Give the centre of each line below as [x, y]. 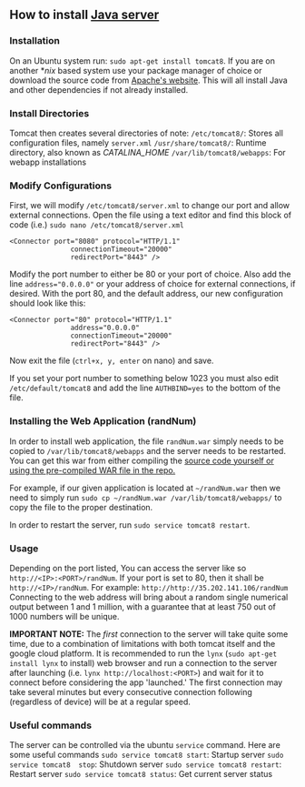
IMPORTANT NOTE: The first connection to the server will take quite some [149, 634]
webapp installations [48, 162]
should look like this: [48, 303]
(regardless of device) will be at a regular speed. [100, 701]
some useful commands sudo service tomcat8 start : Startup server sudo [147, 755]
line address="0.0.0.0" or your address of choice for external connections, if [152, 284]
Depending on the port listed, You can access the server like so [128, 568]
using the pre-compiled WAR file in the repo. [93, 470]
